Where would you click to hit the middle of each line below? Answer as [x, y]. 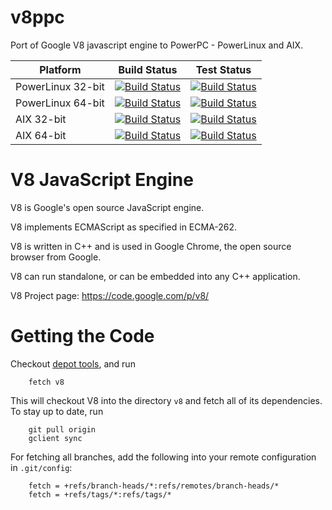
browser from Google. [56, 257]
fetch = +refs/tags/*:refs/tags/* [100, 494]
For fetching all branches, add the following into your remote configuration [163, 457]
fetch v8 [46, 382]
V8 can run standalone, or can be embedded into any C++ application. [155, 276]
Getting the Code [82, 336]
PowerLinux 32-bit [60, 86]
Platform [60, 69]
